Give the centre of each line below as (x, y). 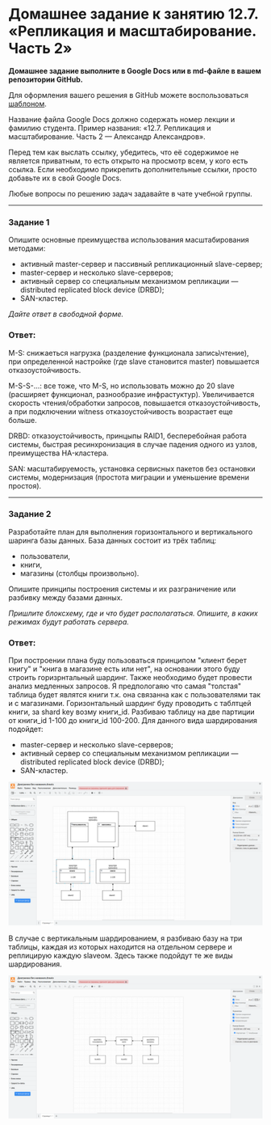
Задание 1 (29, 222)
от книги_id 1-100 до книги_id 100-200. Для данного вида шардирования (133, 721)
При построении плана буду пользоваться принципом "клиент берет (128, 661)
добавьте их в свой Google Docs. (65, 178)
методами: (27, 248)
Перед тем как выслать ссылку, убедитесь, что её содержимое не (124, 152)
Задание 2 (30, 514)
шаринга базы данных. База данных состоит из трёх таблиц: (113, 540)
